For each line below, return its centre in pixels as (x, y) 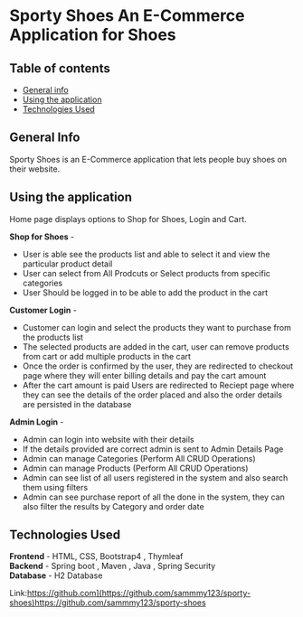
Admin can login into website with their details (108, 439)
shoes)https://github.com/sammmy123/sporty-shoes (108, 603)
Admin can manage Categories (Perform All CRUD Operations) (139, 458)
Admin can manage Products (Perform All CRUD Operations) (135, 468)
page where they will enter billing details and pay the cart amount (144, 375)
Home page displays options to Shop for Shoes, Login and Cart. (128, 219)
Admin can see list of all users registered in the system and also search (155, 477)
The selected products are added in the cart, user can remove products (156, 346)
